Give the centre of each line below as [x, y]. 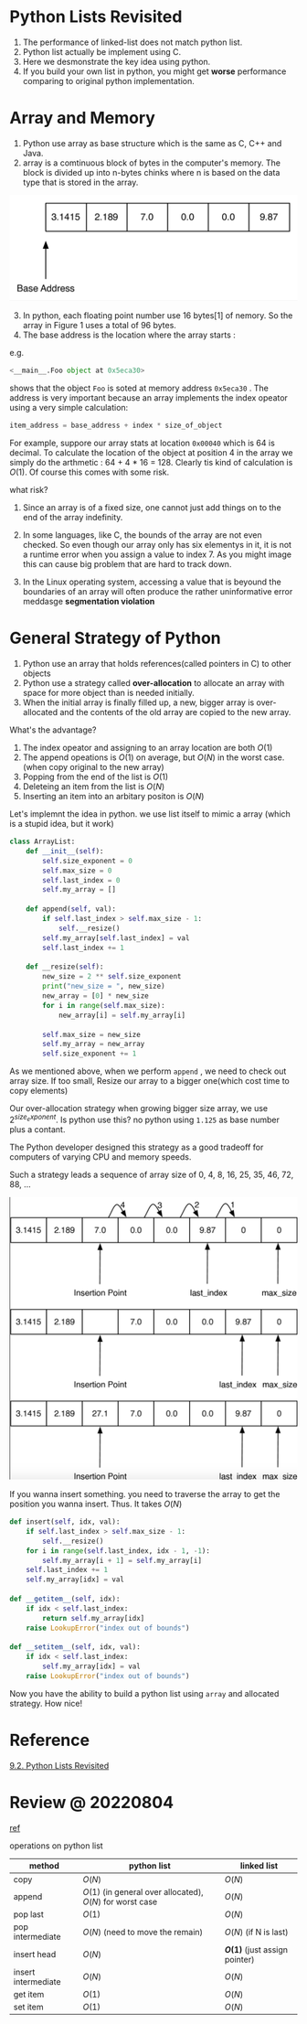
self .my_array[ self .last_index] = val [116, 938]
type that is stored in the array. [80, 182]
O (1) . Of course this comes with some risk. [90, 472]
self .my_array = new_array [94, 1044]
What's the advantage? [53, 730]
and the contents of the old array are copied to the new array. [175, 712]
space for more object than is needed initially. [108, 693]
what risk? [29, 490]
